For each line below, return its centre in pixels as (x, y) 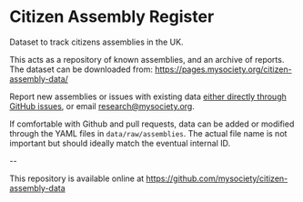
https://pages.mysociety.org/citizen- (223, 69)
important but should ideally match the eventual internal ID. (120, 143)
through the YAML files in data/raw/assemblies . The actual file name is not (148, 133)
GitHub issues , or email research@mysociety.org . (102, 106)
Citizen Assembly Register (112, 17)
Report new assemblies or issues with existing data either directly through (148, 96)
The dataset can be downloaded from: (81, 69)
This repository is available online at (77, 178)
